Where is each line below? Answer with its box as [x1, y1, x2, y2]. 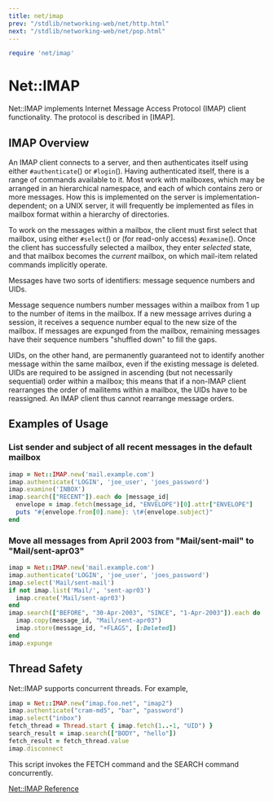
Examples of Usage [8, 417, 108, 431]
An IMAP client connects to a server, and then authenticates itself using [8, 158, 249, 167]
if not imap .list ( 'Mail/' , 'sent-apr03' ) [8, 586, 152, 594]
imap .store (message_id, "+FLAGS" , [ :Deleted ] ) [15, 624, 177, 632]
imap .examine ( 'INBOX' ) [8, 485, 86, 493]
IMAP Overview [8, 136, 90, 150]
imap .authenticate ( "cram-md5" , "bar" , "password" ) [8, 707, 184, 715]
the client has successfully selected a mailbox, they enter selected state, [8, 243, 253, 252]
